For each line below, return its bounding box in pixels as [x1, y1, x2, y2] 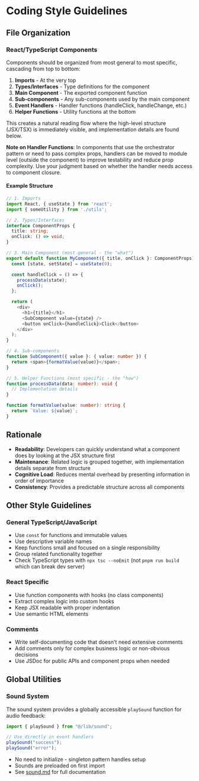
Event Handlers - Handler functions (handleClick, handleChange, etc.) [14, 102, 187, 109]
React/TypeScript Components [6, 46, 98, 54]
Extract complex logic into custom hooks [14, 597, 114, 605]
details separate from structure [14, 464, 91, 471]
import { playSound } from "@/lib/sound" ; [6, 724, 113, 729]
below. [6, 132, 23, 139]
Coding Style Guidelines [6, 4, 128, 18]
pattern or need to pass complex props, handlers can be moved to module [6, 150, 188, 157]
